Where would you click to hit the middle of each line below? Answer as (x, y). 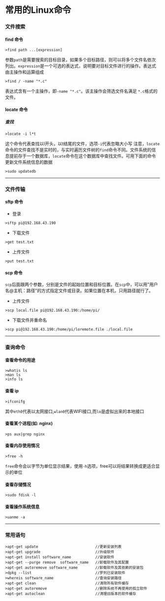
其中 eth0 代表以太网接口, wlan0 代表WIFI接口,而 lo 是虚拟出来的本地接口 (75, 411)
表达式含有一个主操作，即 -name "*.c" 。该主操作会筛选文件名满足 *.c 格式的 (82, 91)
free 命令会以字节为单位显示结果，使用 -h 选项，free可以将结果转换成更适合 (80, 466)
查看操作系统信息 (22, 507)
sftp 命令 (14, 202)
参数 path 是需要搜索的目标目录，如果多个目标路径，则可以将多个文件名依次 (81, 60)
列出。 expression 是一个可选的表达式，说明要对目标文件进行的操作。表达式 (81, 66)
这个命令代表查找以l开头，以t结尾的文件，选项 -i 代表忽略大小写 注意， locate (82, 144)
